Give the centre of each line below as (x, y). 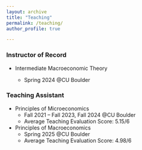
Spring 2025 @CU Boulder (57, 134)
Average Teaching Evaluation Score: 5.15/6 (77, 121)
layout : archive (26, 12)
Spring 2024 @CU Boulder (57, 80)
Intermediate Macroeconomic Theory (61, 68)
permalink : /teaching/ (35, 23)
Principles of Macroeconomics (53, 128)
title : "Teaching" (29, 17)
